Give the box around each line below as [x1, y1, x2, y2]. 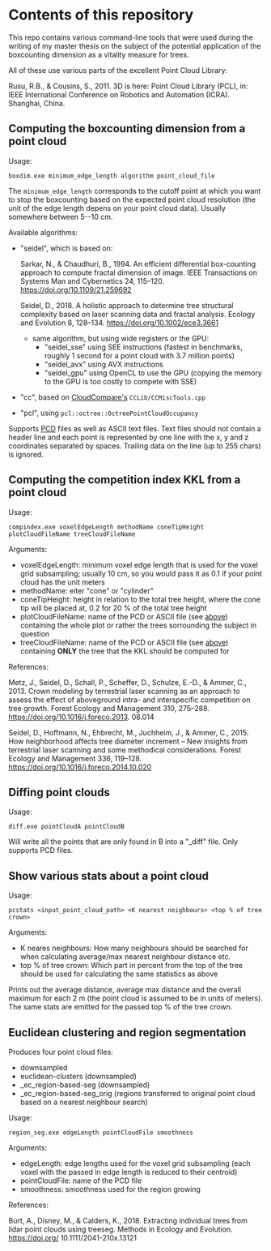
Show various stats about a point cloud [8, 869, 209, 883]
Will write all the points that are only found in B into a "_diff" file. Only [8, 837, 239, 846]
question [19, 628, 50, 638]
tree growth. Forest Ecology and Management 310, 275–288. [8, 703, 210, 713]
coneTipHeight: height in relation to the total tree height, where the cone [19, 594, 261, 604]
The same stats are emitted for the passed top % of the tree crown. [8, 1002, 233, 1012]
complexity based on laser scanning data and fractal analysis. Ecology [19, 309, 256, 319]
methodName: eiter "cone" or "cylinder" [19, 585, 154, 595]
